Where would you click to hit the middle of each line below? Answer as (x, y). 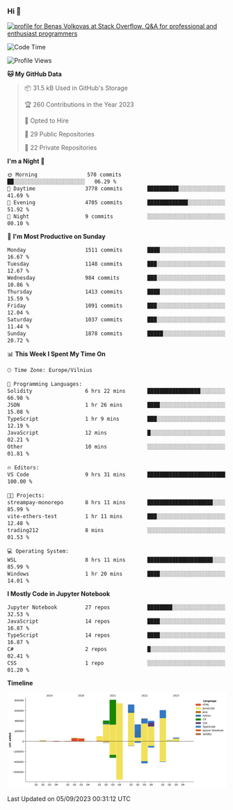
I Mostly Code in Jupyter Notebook (58, 594)
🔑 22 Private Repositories (61, 148)
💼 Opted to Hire (47, 120)
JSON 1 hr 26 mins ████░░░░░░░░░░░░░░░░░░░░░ (116, 405)
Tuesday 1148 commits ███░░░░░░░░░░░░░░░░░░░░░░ (116, 264)
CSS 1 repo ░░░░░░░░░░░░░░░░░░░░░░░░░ (116, 663)
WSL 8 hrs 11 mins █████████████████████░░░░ (116, 560)
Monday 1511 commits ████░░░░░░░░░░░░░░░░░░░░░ (116, 250)
